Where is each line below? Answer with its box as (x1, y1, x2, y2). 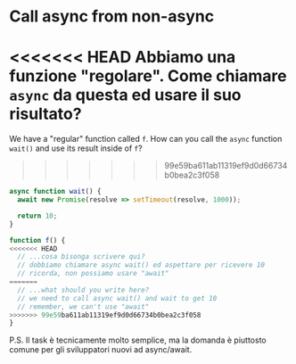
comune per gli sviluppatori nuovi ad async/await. (9, 344, 193, 355)
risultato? (9, 104, 82, 124)
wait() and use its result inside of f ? (9, 143, 143, 153)
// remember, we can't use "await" (17, 302, 150, 311)
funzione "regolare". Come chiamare (9, 66, 287, 87)
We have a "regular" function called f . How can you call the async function (9, 134, 283, 145)
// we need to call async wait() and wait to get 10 (17, 294, 218, 302)
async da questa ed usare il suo (9, 85, 242, 105)
